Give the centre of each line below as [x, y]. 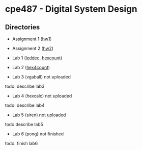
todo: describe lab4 [25, 105]
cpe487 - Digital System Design [71, 9]
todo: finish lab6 [22, 143]
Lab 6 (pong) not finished [38, 134]
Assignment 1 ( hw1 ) [32, 39]
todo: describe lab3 [25, 86]
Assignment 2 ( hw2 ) [33, 48]
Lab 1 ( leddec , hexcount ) [37, 58]
